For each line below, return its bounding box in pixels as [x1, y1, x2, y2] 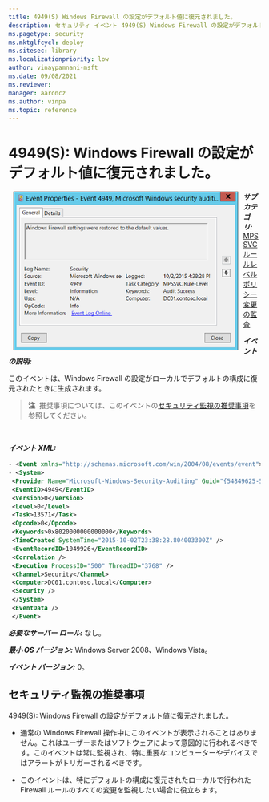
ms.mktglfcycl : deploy [8, 38, 84, 47]
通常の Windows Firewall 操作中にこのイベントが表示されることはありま [19, 727, 258, 737]
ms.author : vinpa [8, 97, 66, 106]
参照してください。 [27, 411, 91, 420]
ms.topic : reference [8, 106, 78, 114]
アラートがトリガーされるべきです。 [26, 758, 147, 768]
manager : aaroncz [8, 89, 66, 97]
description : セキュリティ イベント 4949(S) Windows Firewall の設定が [8, 21, 235, 30]
